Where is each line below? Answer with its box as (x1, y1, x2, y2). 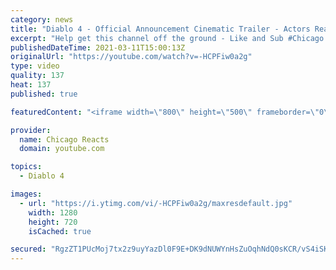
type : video (10, 61, 60, 71)
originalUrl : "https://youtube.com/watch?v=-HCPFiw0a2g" (10, 52, 253, 62)
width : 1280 (28, 207, 78, 218)
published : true (10, 89, 78, 99)
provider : (10, 125, 52, 135)
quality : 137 (10, 71, 65, 81)
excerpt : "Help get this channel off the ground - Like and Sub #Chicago (10, 33, 325, 43)
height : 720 (28, 217, 78, 227)
